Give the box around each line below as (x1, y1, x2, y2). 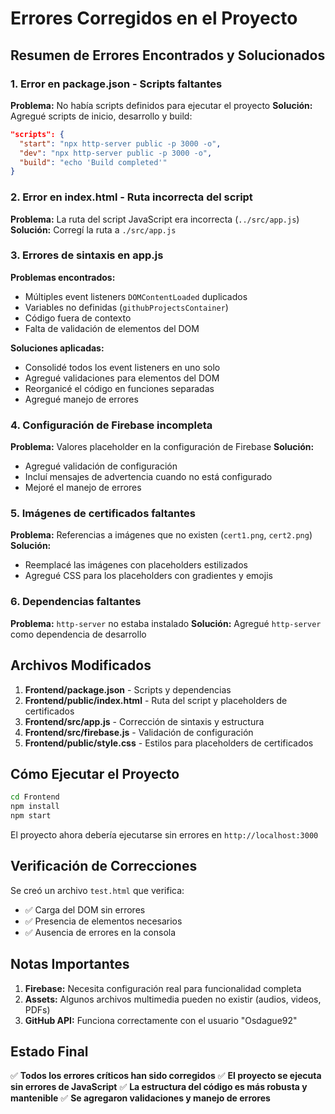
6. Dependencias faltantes (10, 595, 142, 609)
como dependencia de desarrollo (10, 628, 147, 640)
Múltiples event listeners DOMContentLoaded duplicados (24, 290, 248, 302)
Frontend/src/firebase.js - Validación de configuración (24, 726, 254, 738)
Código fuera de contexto (24, 312, 132, 324)
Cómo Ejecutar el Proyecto (10, 765, 180, 782)
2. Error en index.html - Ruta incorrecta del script (10, 190, 253, 204)
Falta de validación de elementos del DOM (24, 322, 200, 334)
